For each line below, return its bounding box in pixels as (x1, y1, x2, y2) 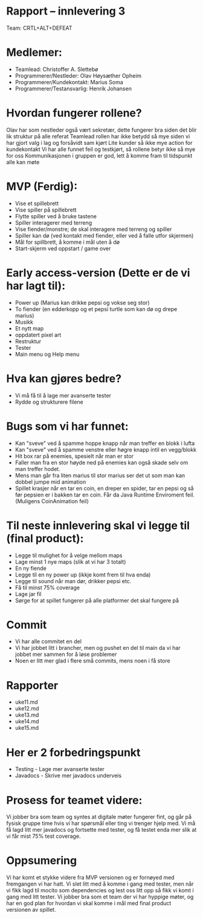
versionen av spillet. (6, 906, 56, 914)
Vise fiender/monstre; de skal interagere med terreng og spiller (14, 226, 172, 233)
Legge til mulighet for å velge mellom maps (14, 552, 123, 559)
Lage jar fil (14, 590, 42, 598)
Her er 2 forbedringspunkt (6, 746, 141, 759)
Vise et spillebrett (14, 199, 59, 207)
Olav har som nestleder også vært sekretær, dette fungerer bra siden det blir (6, 126, 197, 133)
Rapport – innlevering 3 (6, 4, 126, 18)
